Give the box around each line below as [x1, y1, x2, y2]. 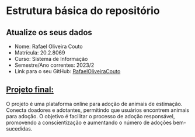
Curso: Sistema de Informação [14, 56, 88, 62]
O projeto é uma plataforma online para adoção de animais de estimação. [6, 100, 183, 107]
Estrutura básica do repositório [6, 4, 160, 18]
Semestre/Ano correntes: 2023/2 [14, 61, 95, 68]
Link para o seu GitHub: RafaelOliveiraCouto [14, 68, 121, 74]
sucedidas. [6, 125, 33, 132]
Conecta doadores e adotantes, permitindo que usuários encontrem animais [6, 107, 190, 114]
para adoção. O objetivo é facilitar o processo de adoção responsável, [6, 112, 175, 119]
